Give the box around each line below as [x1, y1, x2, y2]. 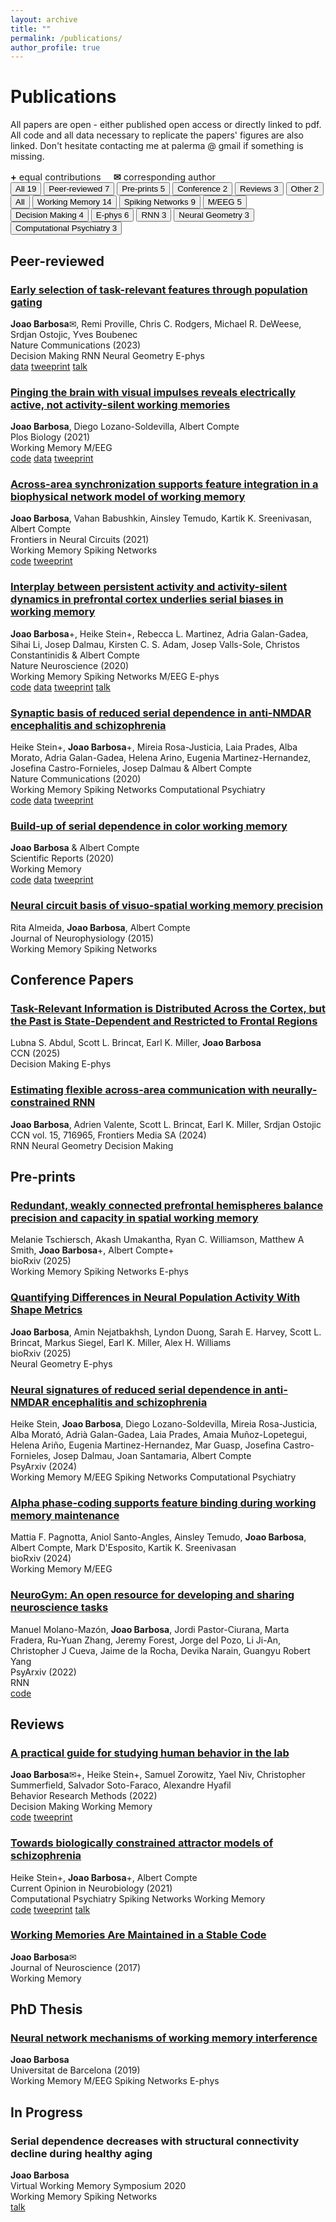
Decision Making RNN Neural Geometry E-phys [10, 349, 205, 361]
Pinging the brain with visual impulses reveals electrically [10, 385, 296, 399]
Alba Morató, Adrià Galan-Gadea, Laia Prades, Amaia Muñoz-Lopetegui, [10, 1428, 308, 1440]
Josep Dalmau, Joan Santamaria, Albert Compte [53, 1449, 252, 1461]
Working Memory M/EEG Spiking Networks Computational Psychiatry [10, 1471, 297, 1483]
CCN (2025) [10, 1047, 61, 1060]
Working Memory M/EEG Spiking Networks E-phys [10, 2075, 220, 2087]
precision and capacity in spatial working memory [10, 1211, 259, 1225]
